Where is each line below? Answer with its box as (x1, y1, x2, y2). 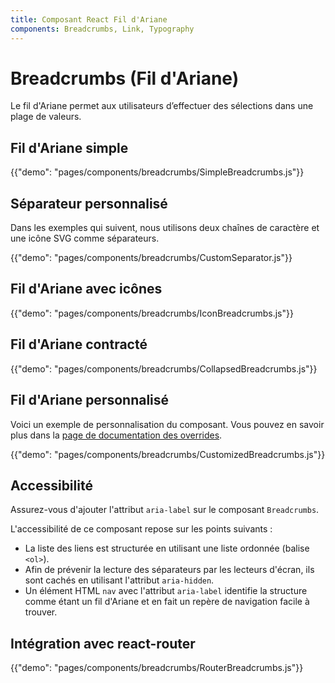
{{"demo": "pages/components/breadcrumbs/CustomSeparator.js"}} (10, 252, 293, 264)
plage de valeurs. (10, 111, 82, 123)
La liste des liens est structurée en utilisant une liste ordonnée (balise (24, 542, 310, 555)
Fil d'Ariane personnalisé (10, 392, 170, 409)
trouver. (24, 606, 58, 618)
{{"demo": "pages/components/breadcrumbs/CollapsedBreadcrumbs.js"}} (10, 362, 318, 375)
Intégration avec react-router (10, 635, 196, 652)
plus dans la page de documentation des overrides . (10, 429, 223, 441)
